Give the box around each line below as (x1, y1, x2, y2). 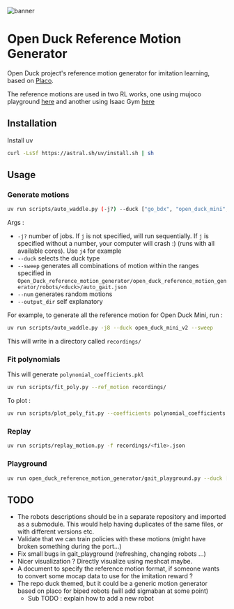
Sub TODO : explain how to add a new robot (27, 594, 155, 603)
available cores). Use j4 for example (17, 247, 122, 255)
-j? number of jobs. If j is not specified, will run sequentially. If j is (17, 232, 209, 240)
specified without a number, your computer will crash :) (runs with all (17, 240, 214, 248)
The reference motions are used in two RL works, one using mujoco (7, 89, 202, 98)
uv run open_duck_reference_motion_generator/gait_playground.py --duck (7, 475, 223, 482)
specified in (17, 269, 52, 277)
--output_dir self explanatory (17, 298, 103, 306)
